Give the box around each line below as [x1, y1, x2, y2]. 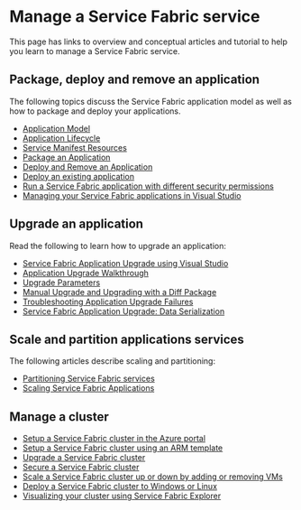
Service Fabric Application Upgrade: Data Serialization [22, 305, 225, 317]
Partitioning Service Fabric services [22, 373, 155, 385]
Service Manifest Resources [22, 142, 128, 153]
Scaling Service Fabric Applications [22, 383, 155, 394]
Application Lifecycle [22, 133, 101, 144]
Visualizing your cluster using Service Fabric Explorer [22, 490, 222, 502]
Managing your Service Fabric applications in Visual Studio [22, 190, 242, 200]
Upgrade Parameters [22, 277, 101, 288]
